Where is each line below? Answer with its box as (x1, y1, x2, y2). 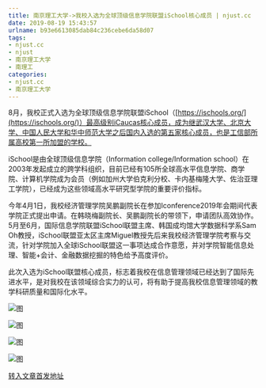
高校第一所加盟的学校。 (14, 138, 92, 147)
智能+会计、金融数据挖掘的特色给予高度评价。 (21, 250, 173, 260)
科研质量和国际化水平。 (14, 287, 92, 297)
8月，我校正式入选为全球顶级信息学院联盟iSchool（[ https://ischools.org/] (8, 108, 247, 117)
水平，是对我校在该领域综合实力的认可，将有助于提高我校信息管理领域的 (14, 277, 251, 287)
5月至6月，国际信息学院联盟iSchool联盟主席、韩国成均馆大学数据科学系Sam (8, 221, 256, 230)
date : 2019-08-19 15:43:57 (8, 19, 97, 27)
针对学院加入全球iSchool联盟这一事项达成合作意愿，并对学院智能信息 (21, 241, 248, 250)
